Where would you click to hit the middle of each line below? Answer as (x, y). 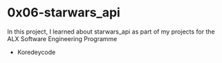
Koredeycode (36, 52)
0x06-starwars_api (64, 13)
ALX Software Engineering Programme (62, 38)
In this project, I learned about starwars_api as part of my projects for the (111, 32)
